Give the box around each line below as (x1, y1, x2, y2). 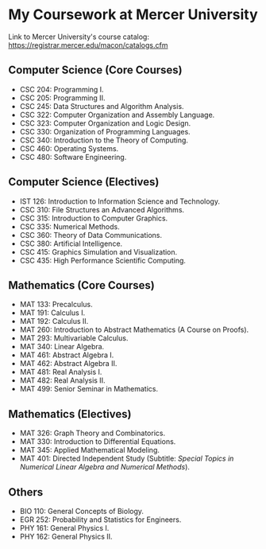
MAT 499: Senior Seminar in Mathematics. (19, 384, 159, 394)
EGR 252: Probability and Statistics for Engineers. (19, 515, 182, 524)
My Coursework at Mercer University (8, 6, 258, 24)
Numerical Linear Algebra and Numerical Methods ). (19, 462, 191, 472)
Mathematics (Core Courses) (8, 278, 155, 292)
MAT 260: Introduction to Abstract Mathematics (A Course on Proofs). (19, 325, 249, 335)
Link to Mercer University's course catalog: (8, 32, 149, 41)
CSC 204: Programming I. (19, 84, 105, 94)
